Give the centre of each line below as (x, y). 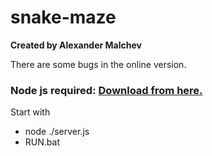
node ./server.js (57, 132)
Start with (30, 112)
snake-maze (63, 17)
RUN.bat (42, 142)
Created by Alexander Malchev (76, 45)
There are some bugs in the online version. (98, 64)
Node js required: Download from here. (106, 90)
